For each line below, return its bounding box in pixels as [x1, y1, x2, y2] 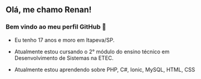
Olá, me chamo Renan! [5, 5, 92, 15]
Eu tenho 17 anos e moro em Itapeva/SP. [14, 36, 115, 44]
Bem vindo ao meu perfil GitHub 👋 [5, 23, 107, 31]
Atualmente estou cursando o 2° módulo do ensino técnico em [14, 48, 170, 55]
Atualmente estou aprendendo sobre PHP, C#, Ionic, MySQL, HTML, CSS [14, 66, 196, 73]
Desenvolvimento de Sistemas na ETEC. [14, 54, 114, 62]
